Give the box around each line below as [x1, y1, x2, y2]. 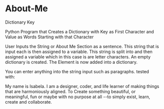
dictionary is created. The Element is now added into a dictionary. [5, 59, 138, 65]
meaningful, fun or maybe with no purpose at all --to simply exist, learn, [5, 94, 151, 100]
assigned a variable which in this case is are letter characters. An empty [5, 54, 151, 59]
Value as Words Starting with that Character [5, 34, 94, 40]
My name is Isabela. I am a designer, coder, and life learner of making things [5, 83, 160, 89]
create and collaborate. [5, 99, 53, 105]
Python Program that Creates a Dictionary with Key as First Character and [5, 28, 154, 34]
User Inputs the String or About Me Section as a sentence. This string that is [5, 43, 159, 49]
